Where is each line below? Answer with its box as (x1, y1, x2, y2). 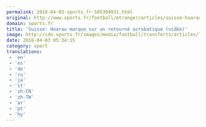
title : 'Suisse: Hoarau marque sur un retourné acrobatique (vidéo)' (6, 26, 188, 32)
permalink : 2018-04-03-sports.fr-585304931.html (6, 9, 133, 15)
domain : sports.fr (6, 20, 53, 26)
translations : (6, 49, 43, 55)
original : (6, 15, 32, 21)
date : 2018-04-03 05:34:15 (6, 37, 75, 43)
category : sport (6, 43, 48, 49)
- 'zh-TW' (9, 94, 34, 100)
